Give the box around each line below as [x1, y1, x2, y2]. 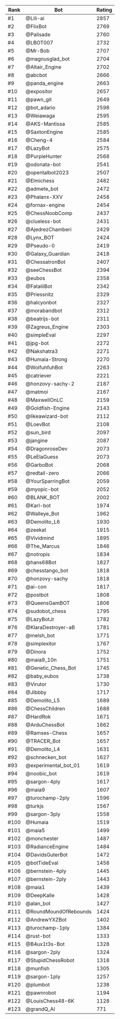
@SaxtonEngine [25, 128, 63, 135]
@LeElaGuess [25, 453, 58, 460]
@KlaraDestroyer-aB [25, 624, 75, 631]
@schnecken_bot [25, 754, 66, 761]
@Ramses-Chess [25, 730, 67, 736]
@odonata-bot [25, 161, 61, 168]
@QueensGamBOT [25, 600, 70, 606]
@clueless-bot [25, 218, 61, 224]
